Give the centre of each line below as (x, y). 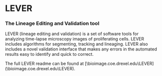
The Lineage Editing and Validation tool (52, 24)
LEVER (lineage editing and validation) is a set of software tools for (72, 34)
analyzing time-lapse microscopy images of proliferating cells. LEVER (75, 39)
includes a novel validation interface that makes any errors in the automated (81, 49)
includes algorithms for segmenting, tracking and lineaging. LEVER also (77, 44)
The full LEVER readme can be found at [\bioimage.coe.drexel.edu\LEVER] (80, 63)
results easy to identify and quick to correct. (49, 54)
